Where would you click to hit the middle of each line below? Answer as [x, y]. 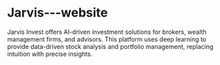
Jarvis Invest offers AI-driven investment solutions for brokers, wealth [107, 32]
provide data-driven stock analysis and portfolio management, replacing [110, 46]
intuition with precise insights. [50, 54]
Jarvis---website [58, 13]
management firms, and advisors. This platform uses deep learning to [107, 39]
